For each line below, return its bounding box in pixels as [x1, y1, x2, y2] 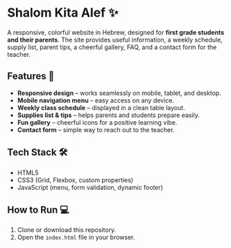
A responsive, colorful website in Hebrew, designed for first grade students [7, 28, 225, 36]
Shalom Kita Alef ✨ [7, 5, 119, 21]
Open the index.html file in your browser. [17, 233, 135, 242]
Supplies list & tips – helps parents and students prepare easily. [17, 111, 200, 119]
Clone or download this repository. [17, 226, 117, 234]
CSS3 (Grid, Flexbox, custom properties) [17, 175, 134, 184]
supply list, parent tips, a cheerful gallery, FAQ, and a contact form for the [7, 43, 217, 51]
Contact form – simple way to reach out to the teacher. [17, 125, 175, 134]
